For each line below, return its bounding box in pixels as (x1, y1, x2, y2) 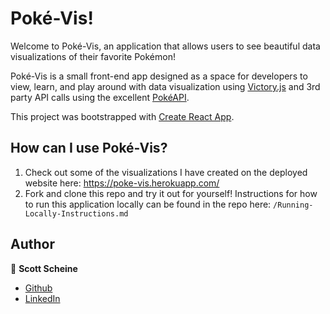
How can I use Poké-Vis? (10, 140, 168, 157)
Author (10, 236, 55, 253)
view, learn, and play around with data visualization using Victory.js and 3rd (10, 80, 321, 92)
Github (24, 282, 53, 294)
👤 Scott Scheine (10, 262, 78, 274)
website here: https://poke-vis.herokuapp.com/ (24, 177, 220, 189)
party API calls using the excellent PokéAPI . (10, 91, 190, 103)
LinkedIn (24, 292, 61, 304)
